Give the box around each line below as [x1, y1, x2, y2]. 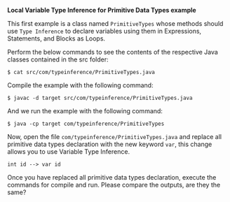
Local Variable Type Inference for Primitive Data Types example [7, 6, 196, 14]
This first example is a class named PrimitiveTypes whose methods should [7, 20, 224, 27]
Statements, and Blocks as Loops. [7, 34, 106, 43]
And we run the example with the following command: [7, 107, 163, 115]
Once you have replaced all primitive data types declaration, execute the [7, 173, 217, 181]
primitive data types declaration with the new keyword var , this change [7, 140, 212, 148]
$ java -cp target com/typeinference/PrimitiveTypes [7, 120, 165, 127]
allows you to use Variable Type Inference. [7, 147, 130, 156]
